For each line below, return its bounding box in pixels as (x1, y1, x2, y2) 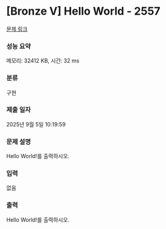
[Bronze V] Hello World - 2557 (6, 4, 161, 18)
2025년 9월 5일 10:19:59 (6, 120, 66, 128)
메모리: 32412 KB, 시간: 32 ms (6, 57, 80, 65)
